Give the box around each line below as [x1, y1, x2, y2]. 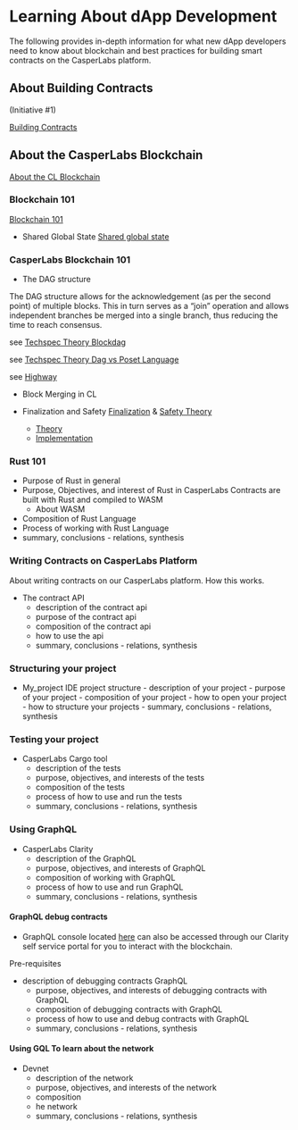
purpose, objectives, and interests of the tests [35, 773, 205, 783]
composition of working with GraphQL [35, 872, 176, 883]
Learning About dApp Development [9, 6, 277, 27]
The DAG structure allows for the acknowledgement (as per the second [9, 291, 271, 302]
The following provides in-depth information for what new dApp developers [9, 36, 287, 46]
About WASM [35, 504, 86, 515]
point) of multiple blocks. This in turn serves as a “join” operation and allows [9, 301, 290, 312]
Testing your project [9, 732, 100, 745]
